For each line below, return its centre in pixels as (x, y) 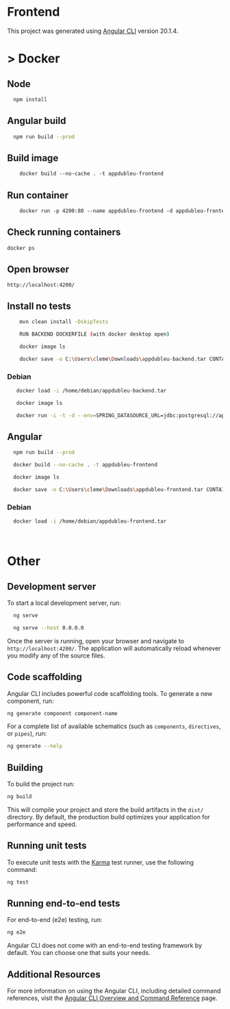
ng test (18, 882)
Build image (33, 158)
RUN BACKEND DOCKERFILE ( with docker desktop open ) (94, 334)
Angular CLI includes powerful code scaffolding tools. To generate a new (110, 693)
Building (25, 768)
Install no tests (39, 306)
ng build (20, 797)
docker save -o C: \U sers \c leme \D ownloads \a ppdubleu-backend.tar (113, 359)
